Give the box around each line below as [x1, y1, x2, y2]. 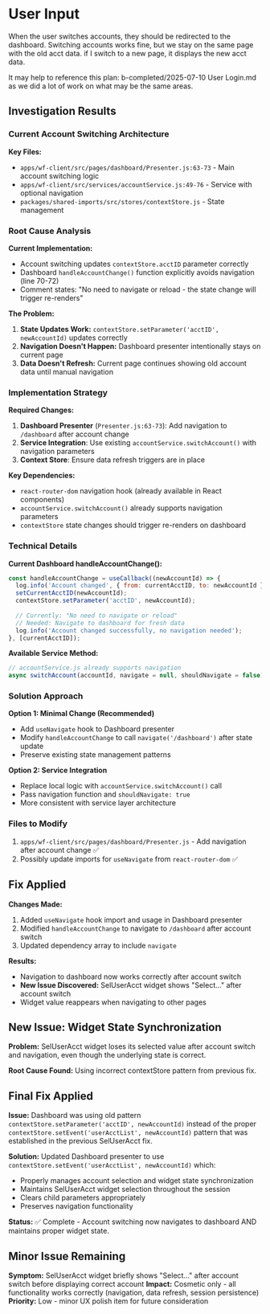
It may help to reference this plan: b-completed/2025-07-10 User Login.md [8, 72, 257, 82]
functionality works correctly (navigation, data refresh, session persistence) [8, 1287, 260, 1297]
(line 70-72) [19, 276, 59, 285]
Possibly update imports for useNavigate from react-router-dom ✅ [19, 853, 239, 864]
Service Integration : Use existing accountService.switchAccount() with [19, 438, 257, 448]
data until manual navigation [19, 366, 114, 376]
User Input [8, 5, 80, 23]
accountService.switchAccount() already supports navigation [19, 503, 223, 513]
